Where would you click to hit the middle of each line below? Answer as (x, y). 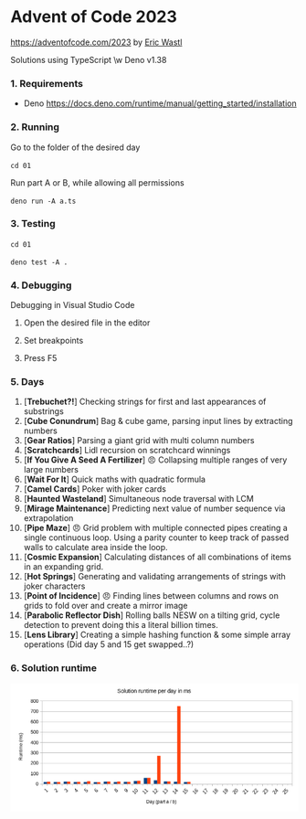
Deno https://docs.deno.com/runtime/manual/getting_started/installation (160, 103)
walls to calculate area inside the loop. (95, 548)
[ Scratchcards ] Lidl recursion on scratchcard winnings (127, 451)
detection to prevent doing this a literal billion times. (121, 625)
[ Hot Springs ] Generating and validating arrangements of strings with (154, 577)
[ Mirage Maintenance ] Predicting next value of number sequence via (154, 508)
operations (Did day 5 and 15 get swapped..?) (109, 644)
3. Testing (33, 224)
